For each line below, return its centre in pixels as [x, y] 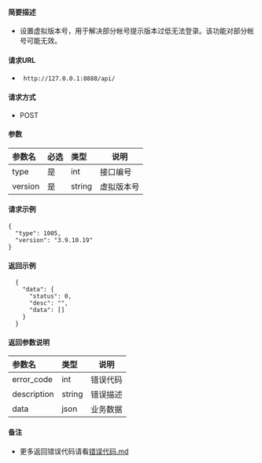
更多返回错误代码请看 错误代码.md [74, 451]
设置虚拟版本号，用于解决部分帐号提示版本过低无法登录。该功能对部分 [133, 31]
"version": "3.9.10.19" [54, 241]
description [33, 395]
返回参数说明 [29, 342]
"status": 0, [50, 296]
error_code [33, 380]
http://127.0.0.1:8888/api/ [69, 79]
